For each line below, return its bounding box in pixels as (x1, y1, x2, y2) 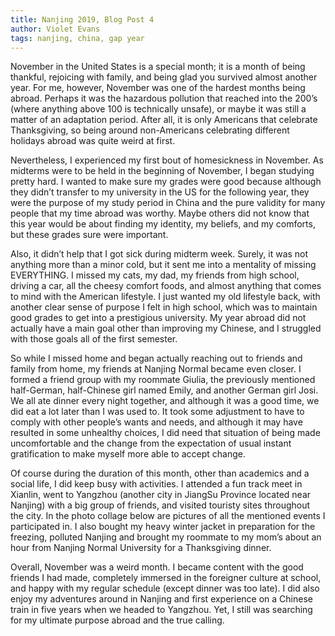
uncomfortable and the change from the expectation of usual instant (10, 437, 292, 450)
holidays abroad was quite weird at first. (10, 135, 176, 147)
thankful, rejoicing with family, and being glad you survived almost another (10, 71, 318, 83)
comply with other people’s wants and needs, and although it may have (10, 416, 303, 428)
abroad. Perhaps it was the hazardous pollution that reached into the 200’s (10, 92, 318, 105)
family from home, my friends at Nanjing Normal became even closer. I (10, 363, 302, 375)
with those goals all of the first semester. (10, 333, 178, 345)
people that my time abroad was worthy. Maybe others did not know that (10, 207, 310, 220)
